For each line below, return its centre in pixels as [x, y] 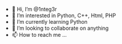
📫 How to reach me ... [39, 35]
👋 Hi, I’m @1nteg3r [34, 9]
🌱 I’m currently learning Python [49, 22]
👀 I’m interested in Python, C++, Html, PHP [64, 15]
